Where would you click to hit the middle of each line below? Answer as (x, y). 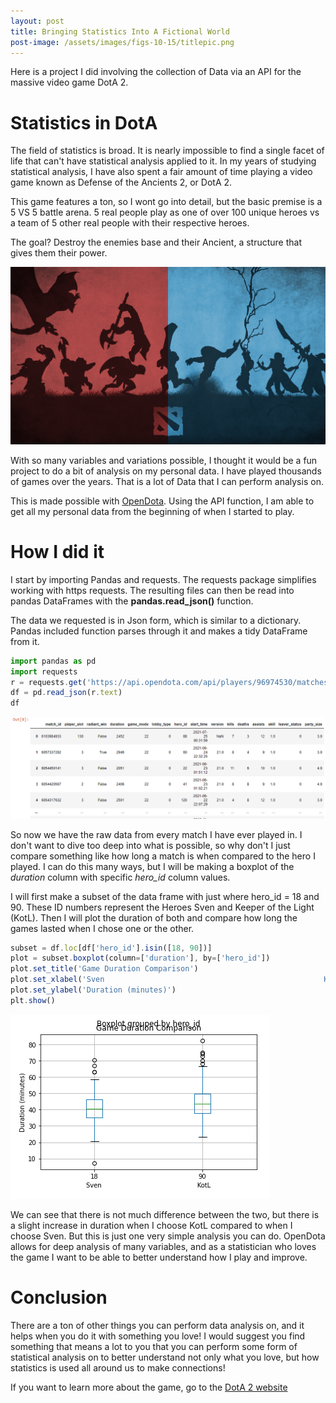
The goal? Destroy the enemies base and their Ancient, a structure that (156, 242)
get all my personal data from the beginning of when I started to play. (152, 511)
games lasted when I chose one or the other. (102, 928)
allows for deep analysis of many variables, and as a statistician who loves (163, 1246)
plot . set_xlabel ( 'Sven (57, 980)
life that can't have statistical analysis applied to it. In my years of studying (163, 161)
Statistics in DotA (84, 122)
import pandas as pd (53, 661)
